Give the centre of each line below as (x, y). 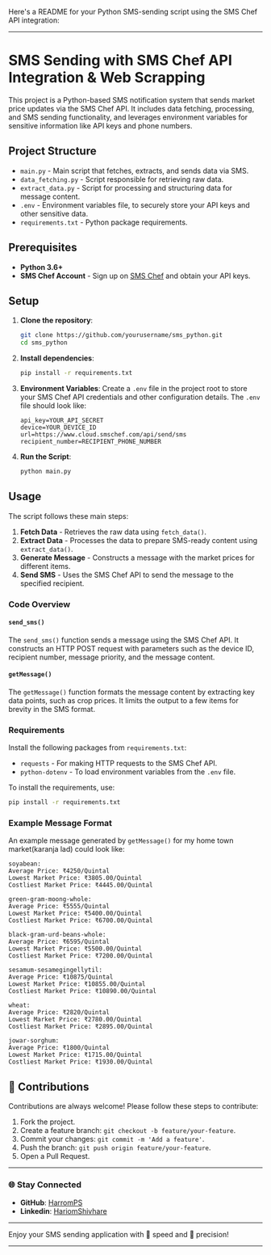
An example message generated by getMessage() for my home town (121, 840)
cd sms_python (44, 343)
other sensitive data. (54, 213)
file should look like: (53, 406)
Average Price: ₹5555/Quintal (59, 907)
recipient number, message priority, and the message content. (112, 657)
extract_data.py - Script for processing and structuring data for (126, 187)
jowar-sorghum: (34, 1041)
